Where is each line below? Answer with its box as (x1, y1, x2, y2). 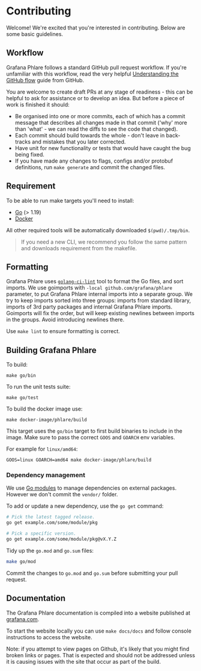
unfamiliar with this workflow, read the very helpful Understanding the (6, 70, 179, 77)
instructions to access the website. (6, 633, 92, 640)
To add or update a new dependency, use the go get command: (6, 502, 164, 510)
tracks (14, 138, 31, 145)
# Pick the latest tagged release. (6, 514, 95, 520)
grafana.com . (6, 615, 40, 622)
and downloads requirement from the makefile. (20, 244, 137, 251)
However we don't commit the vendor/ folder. (6, 491, 118, 498)
